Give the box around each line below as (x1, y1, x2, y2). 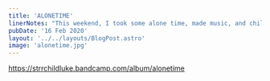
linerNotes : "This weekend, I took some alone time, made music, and (8, 19, 247, 27)
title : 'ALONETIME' (8, 11, 74, 20)
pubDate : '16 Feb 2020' (8, 26, 88, 34)
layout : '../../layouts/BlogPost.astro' (8, 34, 146, 43)
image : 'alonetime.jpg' (8, 42, 88, 50)
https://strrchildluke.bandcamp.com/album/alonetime (8, 63, 185, 73)
